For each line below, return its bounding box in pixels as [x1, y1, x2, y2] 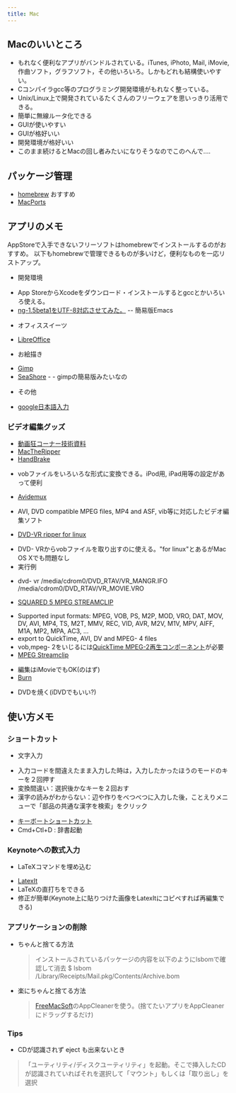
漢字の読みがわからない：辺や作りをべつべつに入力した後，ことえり [17, 793, 216, 802]
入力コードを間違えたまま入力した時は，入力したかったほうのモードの [17, 766, 223, 775]
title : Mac [7, 10, 40, 18]
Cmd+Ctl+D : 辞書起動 [17, 826, 83, 834]
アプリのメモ [7, 220, 64, 232]
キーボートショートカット [17, 817, 93, 826]
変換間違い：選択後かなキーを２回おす [17, 784, 129, 792]
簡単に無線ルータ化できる [17, 111, 93, 120]
